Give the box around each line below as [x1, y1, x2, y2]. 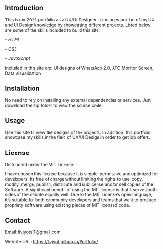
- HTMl [5, 37, 19, 42]
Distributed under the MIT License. [5, 162, 75, 168]
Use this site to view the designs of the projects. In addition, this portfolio [5, 129, 151, 135]
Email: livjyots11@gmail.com [5, 229, 61, 235]
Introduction [5, 4, 44, 12]
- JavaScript [5, 56, 30, 61]
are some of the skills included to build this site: [5, 27, 100, 33]
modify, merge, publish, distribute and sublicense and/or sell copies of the [5, 181, 154, 187]
